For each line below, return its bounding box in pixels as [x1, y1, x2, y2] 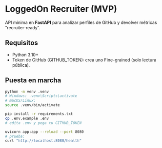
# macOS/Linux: [5, 98, 36, 103]
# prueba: [5, 134, 25, 139]
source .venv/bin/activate [5, 103, 60, 108]
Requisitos [5, 39, 38, 47]
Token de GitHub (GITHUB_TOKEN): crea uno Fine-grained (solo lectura [12, 57, 157, 63]
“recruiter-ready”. [5, 24, 40, 30]
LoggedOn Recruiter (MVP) [5, 3, 117, 15]
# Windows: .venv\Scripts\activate [5, 93, 78, 98]
